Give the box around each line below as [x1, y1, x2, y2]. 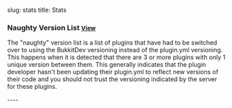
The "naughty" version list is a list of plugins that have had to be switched [7, 39, 217, 47]
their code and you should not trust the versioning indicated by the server [7, 75, 217, 83]
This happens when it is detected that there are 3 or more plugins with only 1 [7, 53, 226, 61]
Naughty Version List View [7, 23, 96, 32]
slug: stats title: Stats [7, 6, 67, 14]
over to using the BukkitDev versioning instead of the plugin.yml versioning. [7, 46, 223, 54]
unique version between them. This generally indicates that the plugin [7, 61, 206, 69]
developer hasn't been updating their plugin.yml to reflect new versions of [7, 68, 219, 76]
